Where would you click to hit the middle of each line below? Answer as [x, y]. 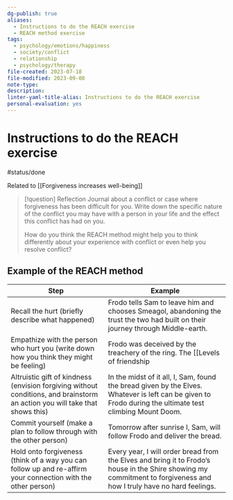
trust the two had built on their [157, 320]
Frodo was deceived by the [152, 344]
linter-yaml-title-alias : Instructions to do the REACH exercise [103, 98]
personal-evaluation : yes [44, 104]
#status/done [26, 172]
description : [26, 91]
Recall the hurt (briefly [47, 311]
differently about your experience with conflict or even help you [115, 242]
